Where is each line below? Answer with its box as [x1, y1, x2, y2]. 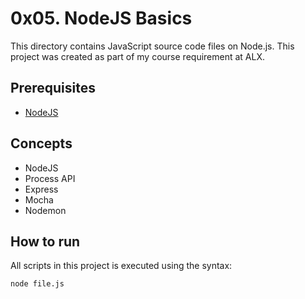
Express [24, 183, 59, 195]
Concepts [10, 135, 73, 152]
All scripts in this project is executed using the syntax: [10, 260, 233, 272]
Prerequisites [10, 80, 96, 97]
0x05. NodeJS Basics [10, 7, 193, 30]
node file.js [10, 279, 65, 289]
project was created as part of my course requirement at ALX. [10, 50, 265, 62]
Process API [24, 172, 76, 184]
